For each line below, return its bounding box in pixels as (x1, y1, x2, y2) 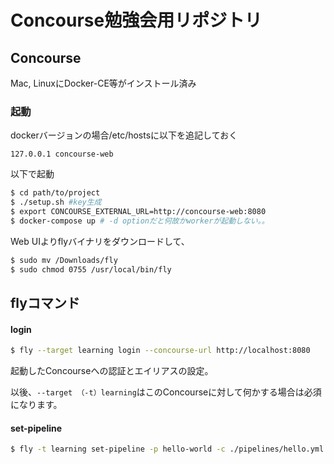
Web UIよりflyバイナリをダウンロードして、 (10, 235, 190, 247)
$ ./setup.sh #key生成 (10, 197, 102, 208)
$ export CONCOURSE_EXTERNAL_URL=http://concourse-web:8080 (10, 207, 267, 217)
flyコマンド (10, 294, 80, 311)
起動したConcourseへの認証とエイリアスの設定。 (10, 365, 214, 377)
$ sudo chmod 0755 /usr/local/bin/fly (10, 264, 172, 275)
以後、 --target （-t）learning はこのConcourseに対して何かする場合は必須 (10, 386, 322, 398)
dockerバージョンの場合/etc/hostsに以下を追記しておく (10, 129, 238, 141)
